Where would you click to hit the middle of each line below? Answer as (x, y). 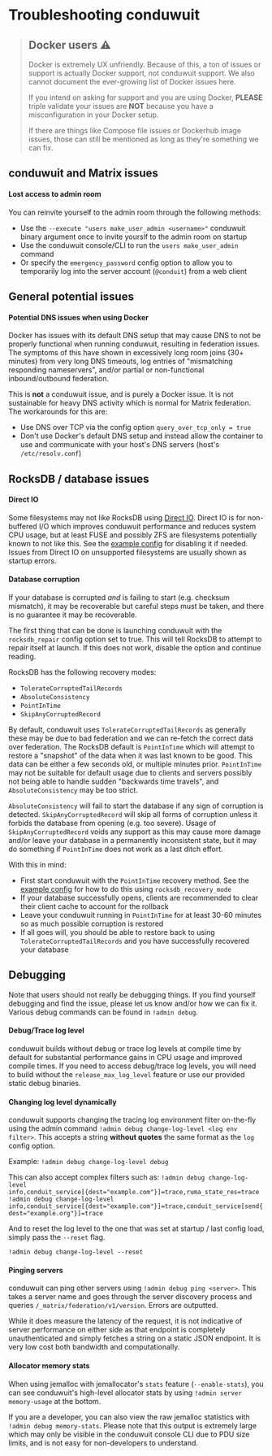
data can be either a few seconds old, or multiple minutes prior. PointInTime (135, 764)
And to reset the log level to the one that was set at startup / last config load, (136, 1228)
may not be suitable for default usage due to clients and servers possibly (130, 772)
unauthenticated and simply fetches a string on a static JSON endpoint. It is (135, 1338)
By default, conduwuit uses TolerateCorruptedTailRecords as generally (127, 729)
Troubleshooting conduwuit (104, 15)
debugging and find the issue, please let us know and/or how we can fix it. (133, 1003)
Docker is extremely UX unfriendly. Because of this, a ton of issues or (145, 64)
